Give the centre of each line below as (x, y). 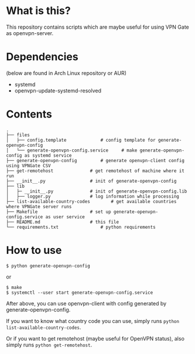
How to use (34, 250)
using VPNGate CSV (28, 166)
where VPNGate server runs (39, 207)
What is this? (39, 11)
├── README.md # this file (62, 222)
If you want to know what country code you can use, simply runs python (93, 321)
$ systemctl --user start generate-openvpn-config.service (80, 293)
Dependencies (42, 57)
